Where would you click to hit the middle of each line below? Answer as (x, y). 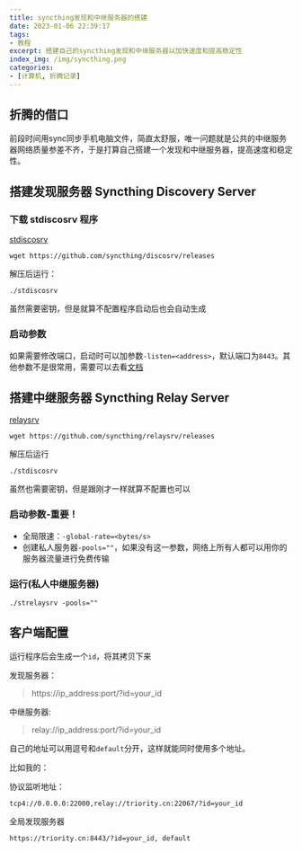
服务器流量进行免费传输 (66, 558)
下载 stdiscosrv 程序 (54, 219)
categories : (31, 68)
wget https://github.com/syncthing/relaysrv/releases (112, 437)
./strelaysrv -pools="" (54, 603)
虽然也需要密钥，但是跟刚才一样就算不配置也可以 (100, 489)
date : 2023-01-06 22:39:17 (60, 26)
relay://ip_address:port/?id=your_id (96, 730)
